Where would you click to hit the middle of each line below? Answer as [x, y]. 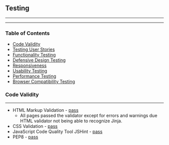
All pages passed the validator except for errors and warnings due [89, 116]
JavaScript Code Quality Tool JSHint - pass [57, 132]
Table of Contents [28, 33]
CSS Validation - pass [35, 126]
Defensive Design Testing [39, 60]
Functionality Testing [34, 55]
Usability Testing [30, 71]
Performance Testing [34, 76]
